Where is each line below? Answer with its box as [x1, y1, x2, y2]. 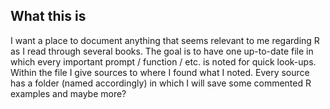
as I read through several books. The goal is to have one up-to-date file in [10, 45, 314, 57]
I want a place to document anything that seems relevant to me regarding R [10, 34, 320, 46]
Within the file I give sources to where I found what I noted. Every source [10, 66, 310, 78]
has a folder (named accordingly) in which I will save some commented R [10, 77, 312, 89]
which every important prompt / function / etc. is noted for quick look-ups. [10, 55, 317, 68]
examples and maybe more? [10, 87, 127, 99]
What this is [10, 8, 87, 25]
